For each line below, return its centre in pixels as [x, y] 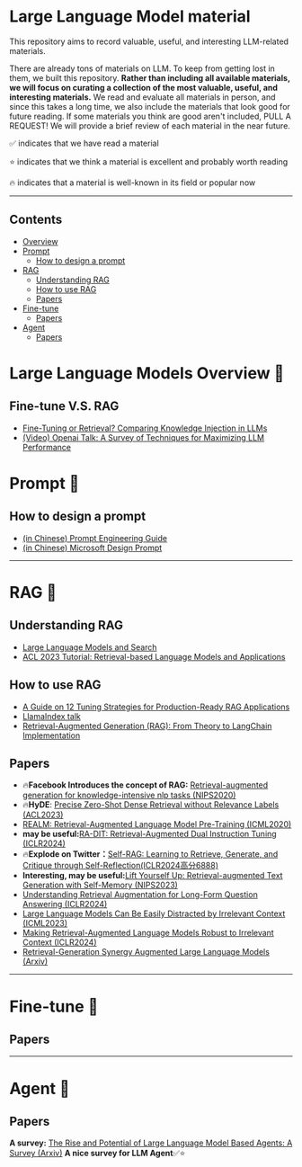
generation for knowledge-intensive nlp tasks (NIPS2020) [129, 795]
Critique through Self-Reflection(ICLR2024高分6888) [120, 866]
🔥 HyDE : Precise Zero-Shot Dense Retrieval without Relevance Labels [151, 805]
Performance [47, 447]
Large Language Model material [130, 17]
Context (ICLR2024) [59, 942]
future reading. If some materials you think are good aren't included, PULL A [151, 116]
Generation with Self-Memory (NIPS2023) [100, 885]
